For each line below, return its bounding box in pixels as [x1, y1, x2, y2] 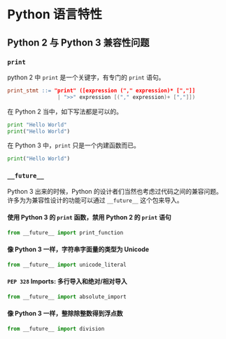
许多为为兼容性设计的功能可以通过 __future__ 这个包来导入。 [7, 196, 183, 204]
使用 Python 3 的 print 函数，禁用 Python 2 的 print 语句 [7, 213, 171, 222]
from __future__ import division [7, 325, 105, 332]
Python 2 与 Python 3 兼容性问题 [7, 36, 150, 48]
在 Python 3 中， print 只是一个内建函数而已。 [7, 141, 140, 149]
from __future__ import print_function [7, 229, 124, 236]
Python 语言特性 [7, 6, 103, 22]
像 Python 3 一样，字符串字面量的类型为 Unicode [7, 245, 149, 253]
